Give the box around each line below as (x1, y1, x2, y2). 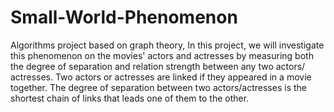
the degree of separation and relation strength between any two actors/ (10, 60, 306, 72)
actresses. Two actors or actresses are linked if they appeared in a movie (10, 71, 312, 83)
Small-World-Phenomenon (10, 6, 238, 29)
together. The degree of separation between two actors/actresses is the (10, 81, 307, 93)
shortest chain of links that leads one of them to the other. (10, 92, 250, 104)
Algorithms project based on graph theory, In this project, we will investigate (10, 39, 325, 51)
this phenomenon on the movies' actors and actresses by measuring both (10, 49, 314, 61)
